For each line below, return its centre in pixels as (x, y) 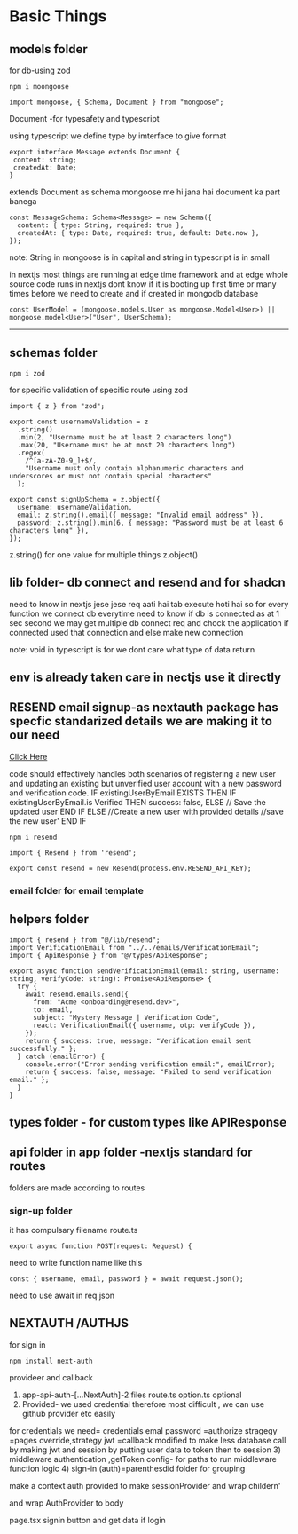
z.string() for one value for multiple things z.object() (104, 554)
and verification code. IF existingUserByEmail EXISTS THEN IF (123, 793)
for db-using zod (40, 70)
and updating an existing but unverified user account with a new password (145, 783)
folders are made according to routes (77, 1188)
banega (23, 201)
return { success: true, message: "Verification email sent (138, 1040)
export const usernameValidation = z (79, 422)
